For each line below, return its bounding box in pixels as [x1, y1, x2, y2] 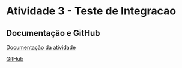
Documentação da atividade [6, 44, 76, 51]
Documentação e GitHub [6, 28, 100, 38]
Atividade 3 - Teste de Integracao [6, 4, 176, 18]
